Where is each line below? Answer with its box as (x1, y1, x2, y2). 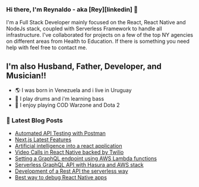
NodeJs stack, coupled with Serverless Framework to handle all (6, 25, 162, 32)
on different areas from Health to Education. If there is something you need (6, 38, 190, 45)
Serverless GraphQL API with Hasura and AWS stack (14, 161, 144, 169)
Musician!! (6, 71, 46, 81)
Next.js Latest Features (14, 136, 72, 143)
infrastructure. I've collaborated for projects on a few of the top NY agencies (6, 31, 194, 39)
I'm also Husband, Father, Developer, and (6, 61, 162, 71)
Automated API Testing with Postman (14, 130, 106, 137)
